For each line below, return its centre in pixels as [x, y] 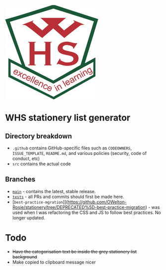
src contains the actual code [41, 164]
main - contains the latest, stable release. [54, 191]
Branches [20, 179]
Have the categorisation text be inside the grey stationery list [75, 251]
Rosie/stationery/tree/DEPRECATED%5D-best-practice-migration [79, 207]
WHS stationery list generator [68, 118]
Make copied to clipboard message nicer [54, 262]
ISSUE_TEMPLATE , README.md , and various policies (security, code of [80, 153]
